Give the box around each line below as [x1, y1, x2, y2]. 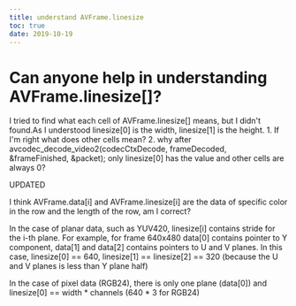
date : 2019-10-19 [9, 29, 73, 38]
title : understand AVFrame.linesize [9, 12, 144, 22]
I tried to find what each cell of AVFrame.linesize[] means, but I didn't [9, 116, 262, 126]
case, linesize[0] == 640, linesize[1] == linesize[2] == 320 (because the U [9, 251, 278, 262]
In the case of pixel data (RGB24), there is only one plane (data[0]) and [9, 278, 268, 288]
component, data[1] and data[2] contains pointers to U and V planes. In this [9, 242, 283, 253]
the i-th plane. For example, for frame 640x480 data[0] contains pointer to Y [9, 233, 288, 243]
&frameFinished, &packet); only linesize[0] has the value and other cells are [9, 153, 285, 164]
